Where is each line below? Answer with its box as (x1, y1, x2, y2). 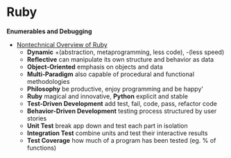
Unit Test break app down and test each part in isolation (26, 121, 188, 130)
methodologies (26, 77, 70, 85)
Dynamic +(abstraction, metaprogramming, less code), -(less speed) (26, 48, 225, 56)
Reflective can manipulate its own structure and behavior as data (26, 55, 214, 63)
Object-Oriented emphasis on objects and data (26, 62, 164, 71)
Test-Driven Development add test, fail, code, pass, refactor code (26, 99, 218, 107)
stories (26, 114, 47, 122)
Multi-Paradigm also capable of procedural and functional (26, 70, 195, 78)
